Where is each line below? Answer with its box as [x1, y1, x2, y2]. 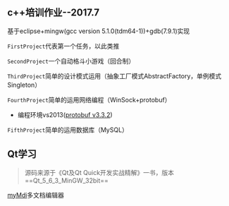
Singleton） [7, 80, 41, 89]
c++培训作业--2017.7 [7, 6, 100, 19]
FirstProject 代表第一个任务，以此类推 [7, 42, 120, 50]
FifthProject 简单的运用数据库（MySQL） [7, 126, 129, 134]
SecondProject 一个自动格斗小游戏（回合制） [7, 56, 135, 65]
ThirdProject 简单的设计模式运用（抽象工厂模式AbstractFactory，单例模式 [7, 71, 222, 80]
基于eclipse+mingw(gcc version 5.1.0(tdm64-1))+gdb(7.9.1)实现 [7, 27, 190, 35]
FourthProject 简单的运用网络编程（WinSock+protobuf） [7, 95, 171, 104]
